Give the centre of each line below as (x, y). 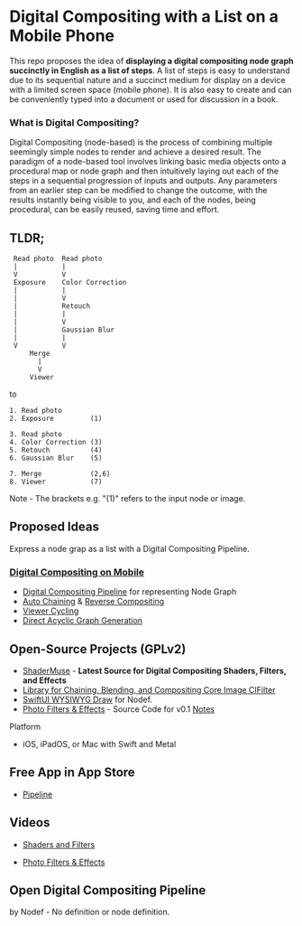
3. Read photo (36, 435)
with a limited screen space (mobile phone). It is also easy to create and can (151, 89)
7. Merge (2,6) (60, 474)
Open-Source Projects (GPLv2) (98, 649)
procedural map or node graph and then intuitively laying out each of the (144, 171)
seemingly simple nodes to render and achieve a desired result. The (135, 152)
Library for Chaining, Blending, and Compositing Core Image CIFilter (149, 689)
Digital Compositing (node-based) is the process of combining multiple (141, 143)
